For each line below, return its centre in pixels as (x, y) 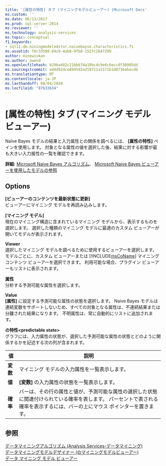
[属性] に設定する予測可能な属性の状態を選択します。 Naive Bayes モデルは (82, 301)
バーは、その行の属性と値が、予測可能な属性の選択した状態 (88, 392)
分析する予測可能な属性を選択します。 (44, 285)
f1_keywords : (19, 42)
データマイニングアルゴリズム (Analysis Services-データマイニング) (74, 446)
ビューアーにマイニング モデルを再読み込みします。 (57, 205)
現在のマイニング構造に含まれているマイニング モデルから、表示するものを (81, 222)
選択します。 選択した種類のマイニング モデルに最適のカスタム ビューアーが (82, 228)
